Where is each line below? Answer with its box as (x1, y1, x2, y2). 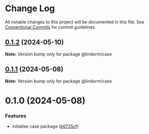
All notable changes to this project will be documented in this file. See (5, 19, 145, 25)
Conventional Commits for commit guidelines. (5, 24, 96, 30)
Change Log (5, 3, 55, 14)
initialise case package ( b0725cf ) (12, 123, 79, 129)
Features (5, 112, 27, 119)
